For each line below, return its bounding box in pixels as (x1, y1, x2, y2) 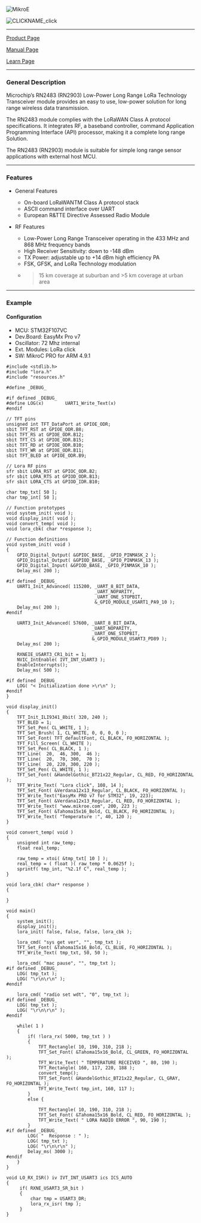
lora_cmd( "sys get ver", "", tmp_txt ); (17, 939, 121, 945)
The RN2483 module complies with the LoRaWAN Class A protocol (6, 116, 170, 123)
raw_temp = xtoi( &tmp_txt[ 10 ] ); (17, 855, 109, 861)
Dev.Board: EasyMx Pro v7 (14, 333, 81, 340)
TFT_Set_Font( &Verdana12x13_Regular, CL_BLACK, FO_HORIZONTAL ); (17, 787, 186, 794)
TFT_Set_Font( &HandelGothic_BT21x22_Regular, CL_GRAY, (38, 1075, 181, 1081)
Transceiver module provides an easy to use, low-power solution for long (6, 98, 187, 105)
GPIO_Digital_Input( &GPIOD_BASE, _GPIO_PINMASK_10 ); (17, 562, 157, 568)
